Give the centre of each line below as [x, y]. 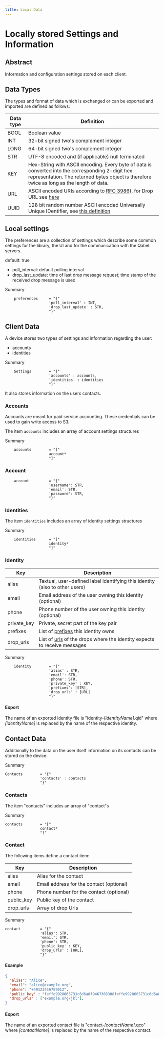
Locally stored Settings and [62, 34]
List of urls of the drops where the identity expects [97, 639]
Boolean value [45, 133]
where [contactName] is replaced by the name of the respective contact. [78, 1030]
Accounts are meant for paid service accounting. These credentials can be [80, 417]
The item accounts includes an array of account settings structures [72, 431]
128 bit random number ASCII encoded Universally [87, 205]
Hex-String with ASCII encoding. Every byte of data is [90, 165]
